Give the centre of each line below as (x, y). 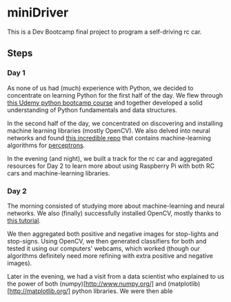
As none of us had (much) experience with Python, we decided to (100, 88)
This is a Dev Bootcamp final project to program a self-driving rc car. (104, 32)
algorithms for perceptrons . (46, 145)
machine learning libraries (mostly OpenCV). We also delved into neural (109, 130)
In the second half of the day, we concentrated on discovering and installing (115, 123)
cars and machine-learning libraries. (59, 173)
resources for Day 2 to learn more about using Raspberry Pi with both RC (111, 166)
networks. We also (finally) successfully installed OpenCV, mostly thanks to (114, 213)
